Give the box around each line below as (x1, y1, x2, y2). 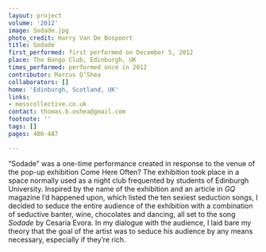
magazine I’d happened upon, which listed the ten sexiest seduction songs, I (8, 192, 258, 202)
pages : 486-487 (8, 130, 59, 138)
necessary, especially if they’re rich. (8, 235, 126, 244)
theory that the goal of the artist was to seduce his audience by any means (8, 226, 253, 235)
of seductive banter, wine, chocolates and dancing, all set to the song (8, 209, 236, 219)
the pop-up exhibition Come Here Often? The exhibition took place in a (8, 167, 240, 176)
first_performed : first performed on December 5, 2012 (8, 48, 194, 56)
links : (8, 93, 30, 101)
